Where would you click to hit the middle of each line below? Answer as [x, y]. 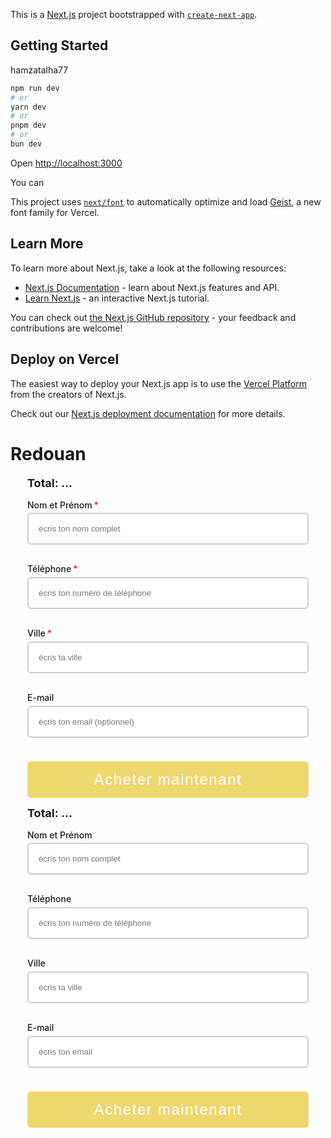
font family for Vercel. [55, 212]
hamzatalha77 [39, 70]
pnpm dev [28, 125]
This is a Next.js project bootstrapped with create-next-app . [134, 14]
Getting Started [59, 45]
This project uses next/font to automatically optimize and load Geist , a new [166, 201]
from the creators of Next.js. [68, 394]
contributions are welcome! [66, 328]
